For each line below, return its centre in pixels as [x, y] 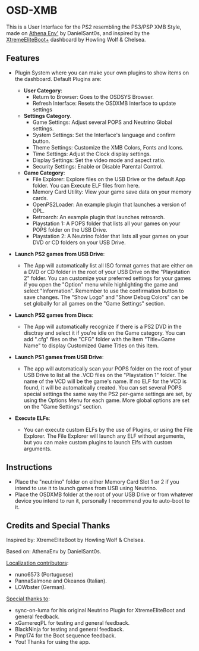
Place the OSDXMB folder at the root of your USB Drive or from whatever [104, 494]
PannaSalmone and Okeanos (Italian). [61, 581]
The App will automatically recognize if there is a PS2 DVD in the [103, 326]
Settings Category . [48, 116]
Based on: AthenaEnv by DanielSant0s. [54, 552]
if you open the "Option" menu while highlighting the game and [101, 284]
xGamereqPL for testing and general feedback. [72, 623]
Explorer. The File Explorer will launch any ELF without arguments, [105, 436]
